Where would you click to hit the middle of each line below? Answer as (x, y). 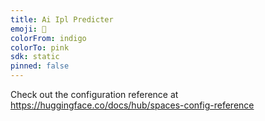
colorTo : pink (40, 47)
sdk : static (35, 57)
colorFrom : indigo (48, 38)
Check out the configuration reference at (94, 94)
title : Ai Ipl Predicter (62, 19)
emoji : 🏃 (28, 29)
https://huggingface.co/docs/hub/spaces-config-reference (132, 105)
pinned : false (40, 66)
